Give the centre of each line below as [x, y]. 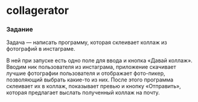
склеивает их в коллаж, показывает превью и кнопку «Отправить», [94, 86]
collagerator [38, 11]
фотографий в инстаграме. [41, 49]
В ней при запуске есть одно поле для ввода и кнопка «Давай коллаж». [100, 60]
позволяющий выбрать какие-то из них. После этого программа [90, 80]
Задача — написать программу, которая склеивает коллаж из [87, 42]
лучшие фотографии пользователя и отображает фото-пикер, [86, 74]
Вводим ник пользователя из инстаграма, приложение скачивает [91, 67]
